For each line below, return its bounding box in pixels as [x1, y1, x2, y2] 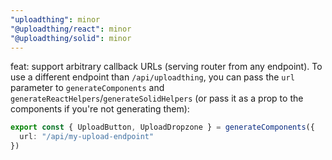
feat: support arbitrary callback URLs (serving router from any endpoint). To [10, 61, 323, 73]
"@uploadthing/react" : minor [10, 24, 132, 34]
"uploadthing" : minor [10, 14, 101, 25]
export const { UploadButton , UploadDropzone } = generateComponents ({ [10, 122, 315, 133]
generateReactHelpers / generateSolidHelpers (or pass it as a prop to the [10, 92, 304, 105]
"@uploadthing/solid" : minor [10, 33, 132, 43]
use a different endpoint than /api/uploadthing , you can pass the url [10, 71, 295, 83]
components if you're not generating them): [10, 103, 190, 115]
